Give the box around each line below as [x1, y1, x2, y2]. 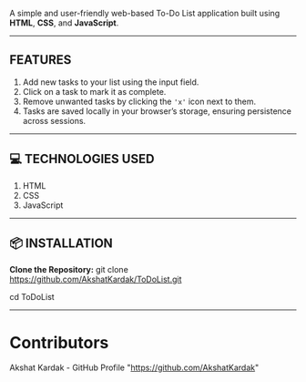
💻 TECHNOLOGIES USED [9, 151, 155, 167]
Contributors [9, 332, 109, 353]
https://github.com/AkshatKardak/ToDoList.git [9, 274, 182, 285]
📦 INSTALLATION [9, 236, 114, 252]
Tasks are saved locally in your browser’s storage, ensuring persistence [22, 105, 292, 117]
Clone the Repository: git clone [9, 264, 129, 275]
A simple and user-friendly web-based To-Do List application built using [9, 8, 280, 18]
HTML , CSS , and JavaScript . [9, 17, 119, 28]
